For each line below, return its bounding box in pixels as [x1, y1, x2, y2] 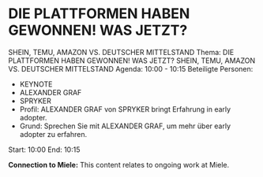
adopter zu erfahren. [19, 129, 88, 138]
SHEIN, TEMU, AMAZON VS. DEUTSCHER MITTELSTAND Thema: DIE [8, 47, 235, 57]
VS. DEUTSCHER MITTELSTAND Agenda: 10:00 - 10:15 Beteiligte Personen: [8, 64, 254, 73]
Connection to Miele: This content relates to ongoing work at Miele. [8, 160, 230, 169]
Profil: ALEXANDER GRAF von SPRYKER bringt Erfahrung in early [19, 104, 231, 114]
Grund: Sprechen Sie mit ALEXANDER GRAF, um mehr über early [19, 121, 231, 131]
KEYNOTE [19, 79, 53, 89]
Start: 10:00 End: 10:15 [8, 145, 81, 154]
